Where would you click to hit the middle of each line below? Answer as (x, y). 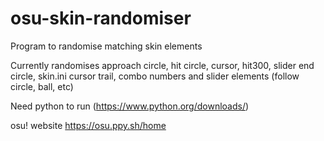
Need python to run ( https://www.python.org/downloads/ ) (130, 106)
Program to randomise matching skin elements (106, 46)
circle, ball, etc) (42, 86)
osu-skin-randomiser (101, 18)
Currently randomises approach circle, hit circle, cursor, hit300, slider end (162, 65)
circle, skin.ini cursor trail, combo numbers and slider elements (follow (155, 76)
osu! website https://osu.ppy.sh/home (88, 125)
